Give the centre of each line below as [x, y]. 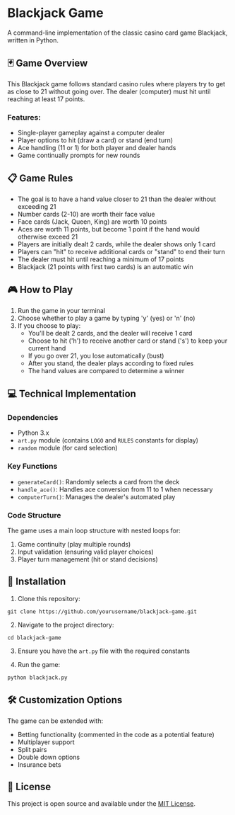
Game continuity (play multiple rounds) [74, 544]
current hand [47, 348]
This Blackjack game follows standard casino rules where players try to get [116, 84]
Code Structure [34, 515]
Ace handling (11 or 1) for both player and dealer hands [97, 148]
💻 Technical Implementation [72, 394]
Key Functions [32, 467]
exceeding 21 [37, 206]
